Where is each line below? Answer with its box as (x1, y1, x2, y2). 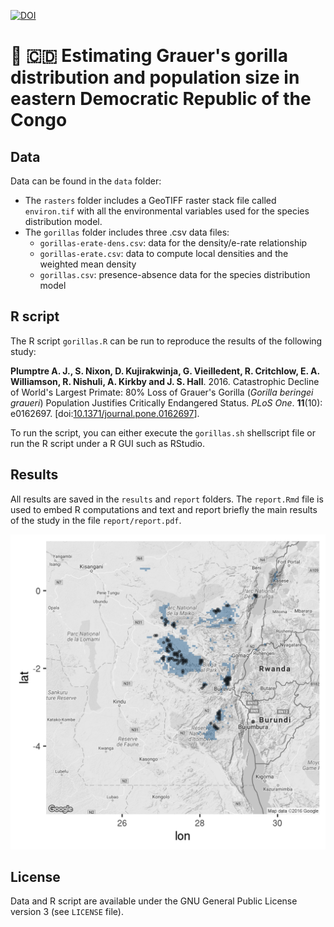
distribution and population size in (10, 66, 300, 89)
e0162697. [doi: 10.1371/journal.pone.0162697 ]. (10, 407, 200, 419)
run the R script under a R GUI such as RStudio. (10, 437, 206, 449)
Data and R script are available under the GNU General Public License (10, 895, 298, 907)
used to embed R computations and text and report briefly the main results (10, 503, 318, 515)
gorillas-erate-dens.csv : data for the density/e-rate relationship (39, 237, 308, 249)
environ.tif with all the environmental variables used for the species (24, 205, 310, 217)
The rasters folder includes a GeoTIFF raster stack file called (24, 195, 277, 206)
